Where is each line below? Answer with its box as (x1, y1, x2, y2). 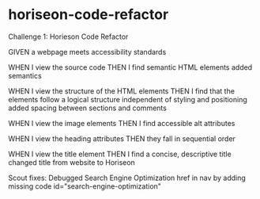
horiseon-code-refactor (8, 6, 169, 24)
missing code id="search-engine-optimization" (8, 181, 162, 191)
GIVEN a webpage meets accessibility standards (8, 47, 167, 56)
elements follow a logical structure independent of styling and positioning (8, 94, 247, 104)
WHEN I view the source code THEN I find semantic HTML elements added (8, 62, 253, 72)
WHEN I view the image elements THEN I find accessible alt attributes (8, 118, 236, 128)
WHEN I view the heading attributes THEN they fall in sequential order (8, 133, 236, 144)
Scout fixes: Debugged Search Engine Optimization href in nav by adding (8, 173, 247, 182)
